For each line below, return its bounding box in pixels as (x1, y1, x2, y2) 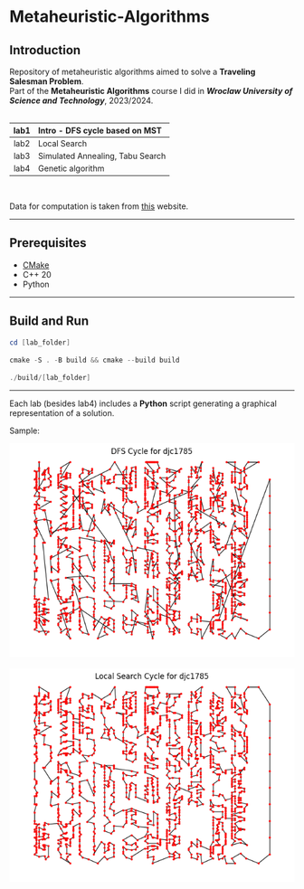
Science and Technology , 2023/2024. (9, 95, 154, 106)
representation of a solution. (9, 408, 115, 418)
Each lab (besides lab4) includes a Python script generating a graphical (9, 398, 278, 409)
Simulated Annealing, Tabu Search (37, 151, 166, 161)
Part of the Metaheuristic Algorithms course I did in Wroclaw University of (9, 86, 293, 96)
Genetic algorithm (37, 163, 105, 174)
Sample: (9, 425, 41, 436)
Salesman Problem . (9, 76, 84, 87)
